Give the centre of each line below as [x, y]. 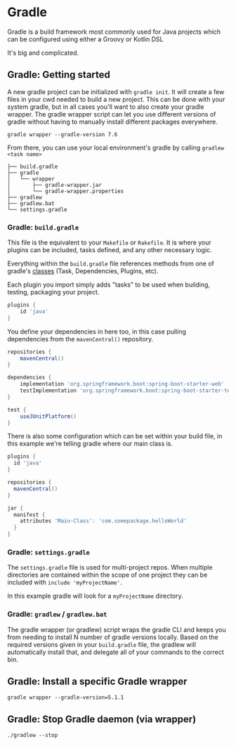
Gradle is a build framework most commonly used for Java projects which [114, 32]
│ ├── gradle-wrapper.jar [54, 185]
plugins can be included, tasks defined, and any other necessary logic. [110, 250]
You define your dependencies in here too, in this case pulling [97, 332]
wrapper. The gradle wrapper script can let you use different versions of [112, 114]
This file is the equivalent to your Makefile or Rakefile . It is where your [110, 242]
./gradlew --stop [33, 735]
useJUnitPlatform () [48, 416]
